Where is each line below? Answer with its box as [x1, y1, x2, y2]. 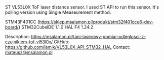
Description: [5, 34, 30, 39]
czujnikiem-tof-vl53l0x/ [5, 39, 53, 45]
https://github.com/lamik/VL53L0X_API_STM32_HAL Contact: [5, 44, 130, 50]
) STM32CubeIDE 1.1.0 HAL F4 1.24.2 [18, 24, 93, 30]
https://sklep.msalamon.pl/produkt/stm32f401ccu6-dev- [39, 19, 154, 25]
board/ [5, 24, 19, 30]
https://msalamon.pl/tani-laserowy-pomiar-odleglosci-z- [31, 34, 146, 39]
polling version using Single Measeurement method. [5, 9, 111, 15]
